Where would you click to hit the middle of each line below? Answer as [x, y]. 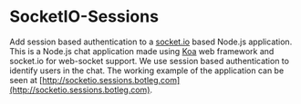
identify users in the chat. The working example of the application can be [147, 71]
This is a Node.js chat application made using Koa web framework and [142, 51]
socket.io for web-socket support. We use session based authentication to [150, 61]
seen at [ [26, 80]
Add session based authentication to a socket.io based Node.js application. [151, 42]
